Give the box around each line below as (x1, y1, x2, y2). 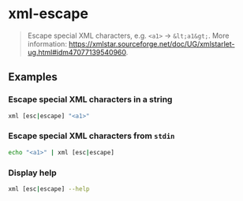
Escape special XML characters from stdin (8, 131, 175, 142)
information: (27, 39, 67, 48)
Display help (8, 167, 57, 178)
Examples (8, 70, 58, 84)
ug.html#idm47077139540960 (27, 47, 126, 57)
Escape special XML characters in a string (8, 94, 173, 105)
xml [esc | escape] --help (8, 184, 90, 193)
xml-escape (8, 5, 89, 23)
